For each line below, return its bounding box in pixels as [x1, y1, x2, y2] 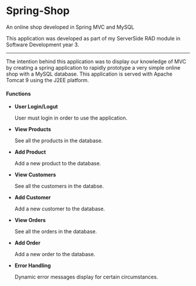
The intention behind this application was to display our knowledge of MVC [6, 57, 187, 65]
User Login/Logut [14, 103, 58, 110]
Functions [6, 90, 31, 97]
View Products [14, 126, 51, 133]
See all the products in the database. [14, 137, 103, 144]
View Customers [14, 171, 57, 178]
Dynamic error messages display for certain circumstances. [14, 274, 159, 281]
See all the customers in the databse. [14, 183, 104, 190]
